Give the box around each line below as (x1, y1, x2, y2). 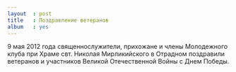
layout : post (7, 10, 52, 17)
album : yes (7, 23, 49, 30)
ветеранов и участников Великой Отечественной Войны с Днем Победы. (7, 57, 230, 66)
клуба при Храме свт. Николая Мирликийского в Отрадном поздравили (7, 50, 225, 58)
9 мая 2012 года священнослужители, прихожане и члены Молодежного (7, 43, 228, 51)
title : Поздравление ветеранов (7, 17, 110, 24)
